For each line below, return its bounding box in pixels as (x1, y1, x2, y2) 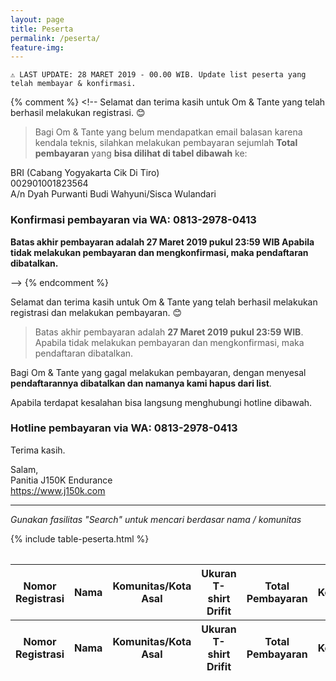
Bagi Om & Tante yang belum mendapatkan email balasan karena (34, 126, 303, 138)
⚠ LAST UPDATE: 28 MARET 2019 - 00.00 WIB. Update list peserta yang (10, 70, 307, 80)
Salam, (10, 463, 39, 475)
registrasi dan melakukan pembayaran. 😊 (10, 306, 183, 318)
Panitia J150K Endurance (10, 474, 113, 486)
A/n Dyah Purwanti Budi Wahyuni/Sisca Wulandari (10, 188, 217, 200)
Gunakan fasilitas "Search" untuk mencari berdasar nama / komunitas (10, 513, 302, 525)
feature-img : (10, 42, 65, 53)
